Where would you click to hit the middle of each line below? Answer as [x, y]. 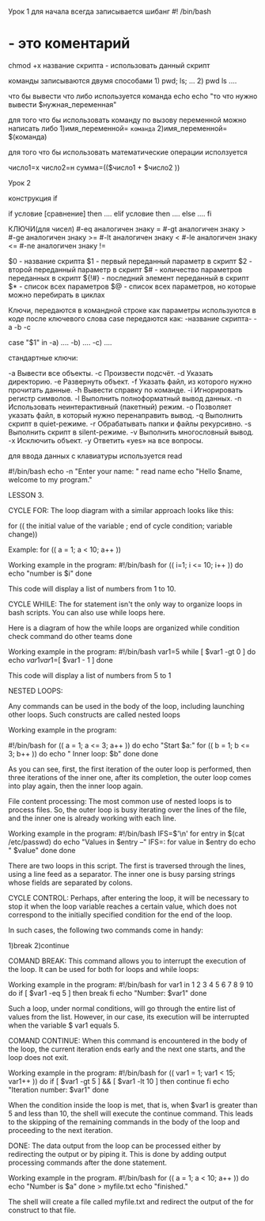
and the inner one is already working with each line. [92, 818]
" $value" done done [42, 850]
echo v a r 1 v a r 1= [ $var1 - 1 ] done [61, 660]
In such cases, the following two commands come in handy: [106, 930]
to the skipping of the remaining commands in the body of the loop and [124, 1122]
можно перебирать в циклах [57, 295]
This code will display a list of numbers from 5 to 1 [90, 675]
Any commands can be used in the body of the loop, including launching [127, 706]
